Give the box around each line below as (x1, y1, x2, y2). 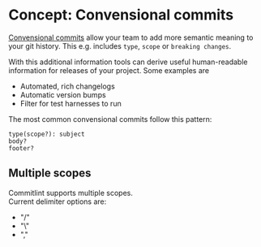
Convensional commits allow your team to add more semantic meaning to (8, 32, 254, 42)
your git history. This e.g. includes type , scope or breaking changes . (8, 41, 232, 50)
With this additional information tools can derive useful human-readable (8, 57, 248, 67)
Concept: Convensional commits (8, 6, 234, 24)
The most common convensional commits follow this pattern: (8, 114, 212, 123)
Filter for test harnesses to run (19, 98, 122, 108)
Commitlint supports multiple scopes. (8, 188, 134, 197)
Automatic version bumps (19, 89, 107, 99)
